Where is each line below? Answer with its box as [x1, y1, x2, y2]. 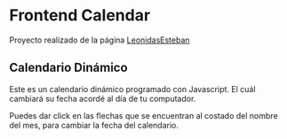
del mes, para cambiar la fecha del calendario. [9, 120, 179, 130]
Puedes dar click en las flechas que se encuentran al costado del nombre [9, 110, 278, 120]
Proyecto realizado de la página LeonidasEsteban [9, 35, 190, 45]
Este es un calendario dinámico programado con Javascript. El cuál [9, 83, 256, 94]
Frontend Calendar [9, 5, 151, 26]
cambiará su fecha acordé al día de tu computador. [9, 93, 196, 104]
